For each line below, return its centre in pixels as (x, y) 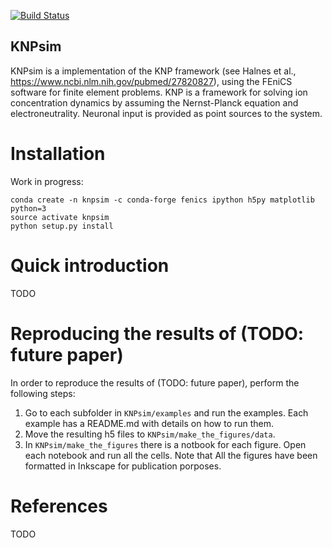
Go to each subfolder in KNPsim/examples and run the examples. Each (166, 412)
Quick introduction (90, 265)
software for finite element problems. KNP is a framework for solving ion (159, 92)
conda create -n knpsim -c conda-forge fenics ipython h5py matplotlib (162, 200)
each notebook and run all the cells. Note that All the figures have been (171, 455)
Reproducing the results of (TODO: (157, 333)
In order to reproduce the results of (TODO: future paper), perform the (155, 382)
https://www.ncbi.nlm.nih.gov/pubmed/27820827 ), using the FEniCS (151, 81)
